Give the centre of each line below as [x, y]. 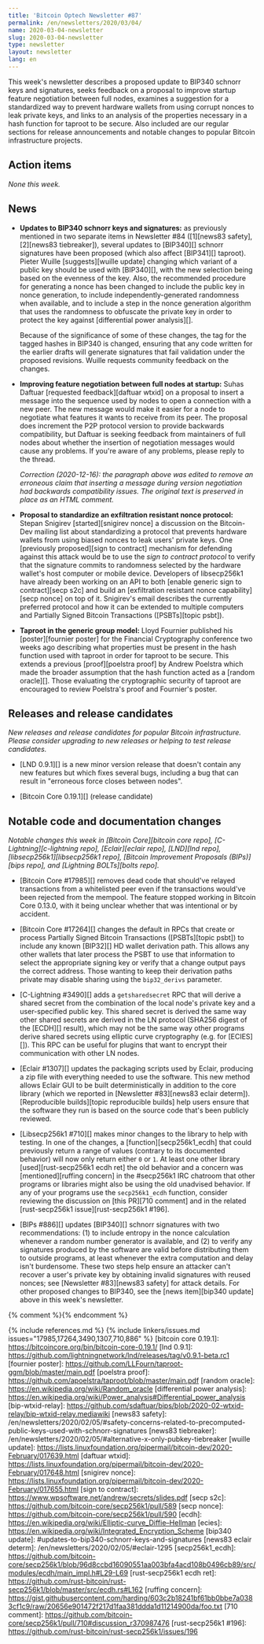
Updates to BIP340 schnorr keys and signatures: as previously [123, 228]
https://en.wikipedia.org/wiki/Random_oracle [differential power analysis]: [128, 1389]
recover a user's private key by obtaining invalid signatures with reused [135, 1275]
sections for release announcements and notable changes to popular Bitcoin [132, 131]
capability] [235, 590]
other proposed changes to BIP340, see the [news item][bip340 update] [136, 1291]
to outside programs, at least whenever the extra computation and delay [136, 1258]
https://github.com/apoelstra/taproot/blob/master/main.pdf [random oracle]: [132, 1381]
